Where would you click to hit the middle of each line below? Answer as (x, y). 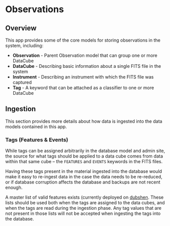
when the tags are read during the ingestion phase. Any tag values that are (83, 208)
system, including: (24, 46)
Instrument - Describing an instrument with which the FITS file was (83, 77)
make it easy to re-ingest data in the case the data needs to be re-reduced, (84, 177)
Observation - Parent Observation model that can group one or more (85, 55)
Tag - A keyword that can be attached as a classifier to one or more (83, 88)
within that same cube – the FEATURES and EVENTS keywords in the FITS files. (84, 162)
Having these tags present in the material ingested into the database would (84, 171)
